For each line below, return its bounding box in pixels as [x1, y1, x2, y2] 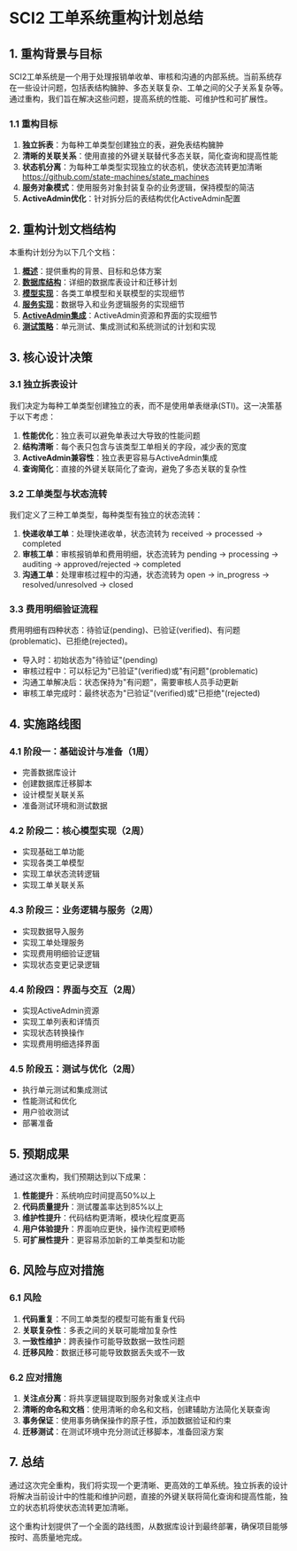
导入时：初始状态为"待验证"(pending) [21, 655, 158, 666]
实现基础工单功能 [21, 846, 85, 857]
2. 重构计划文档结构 [9, 222, 117, 237]
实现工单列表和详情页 [21, 1016, 100, 1026]
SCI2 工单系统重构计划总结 [9, 8, 204, 28]
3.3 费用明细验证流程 [9, 604, 99, 616]
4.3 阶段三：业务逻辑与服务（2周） [9, 904, 159, 916]
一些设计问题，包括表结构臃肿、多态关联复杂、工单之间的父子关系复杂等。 [16, 82, 288, 93]
